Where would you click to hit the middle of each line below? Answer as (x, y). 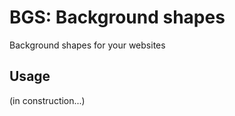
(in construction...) (47, 100)
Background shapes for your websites (87, 45)
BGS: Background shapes (117, 17)
